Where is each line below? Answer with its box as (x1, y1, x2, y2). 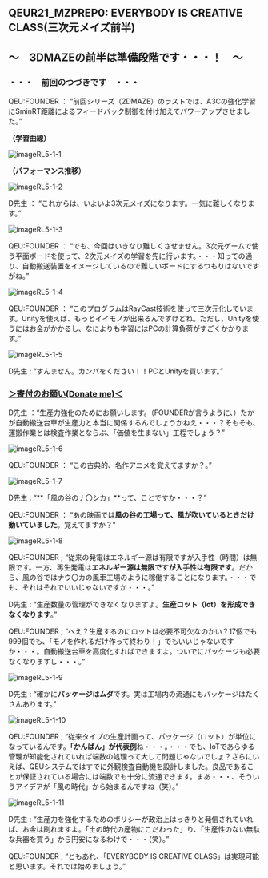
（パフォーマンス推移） (8, 166, 86, 175)
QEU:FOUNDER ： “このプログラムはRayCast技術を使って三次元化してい (8, 304, 247, 313)
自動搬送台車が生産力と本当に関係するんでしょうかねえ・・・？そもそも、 (14, 418, 260, 428)
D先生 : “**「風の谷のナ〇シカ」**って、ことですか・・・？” (8, 493, 207, 503)
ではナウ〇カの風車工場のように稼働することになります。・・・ (42, 573, 250, 582)
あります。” (22, 699, 57, 709)
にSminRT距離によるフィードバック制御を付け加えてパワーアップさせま (8, 107, 243, 116)
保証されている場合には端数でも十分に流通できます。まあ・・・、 (22, 772, 239, 782)
